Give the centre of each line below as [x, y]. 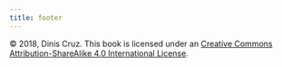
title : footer [36, 18]
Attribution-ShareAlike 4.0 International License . [99, 53]
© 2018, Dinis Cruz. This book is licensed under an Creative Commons [141, 43]
